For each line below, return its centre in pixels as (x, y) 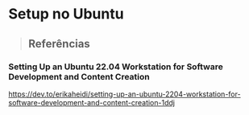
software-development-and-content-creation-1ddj (92, 102)
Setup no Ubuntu (66, 14)
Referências (59, 44)
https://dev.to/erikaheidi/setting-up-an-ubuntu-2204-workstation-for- (124, 94)
